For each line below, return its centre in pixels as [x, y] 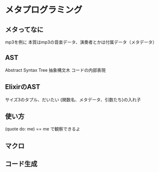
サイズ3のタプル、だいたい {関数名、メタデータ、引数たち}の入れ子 [73, 99]
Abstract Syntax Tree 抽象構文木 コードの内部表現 [56, 70]
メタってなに [24, 29]
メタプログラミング [44, 10]
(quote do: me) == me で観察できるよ [43, 129]
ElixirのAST [23, 87]
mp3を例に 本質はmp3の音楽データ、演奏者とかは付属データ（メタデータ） [81, 42]
